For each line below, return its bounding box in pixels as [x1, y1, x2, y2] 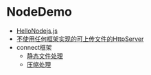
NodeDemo [6, 4, 73, 20]
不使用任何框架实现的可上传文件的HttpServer [16, 35, 144, 43]
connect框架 [16, 43, 52, 51]
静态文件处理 [26, 52, 63, 60]
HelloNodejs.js [16, 27, 58, 35]
